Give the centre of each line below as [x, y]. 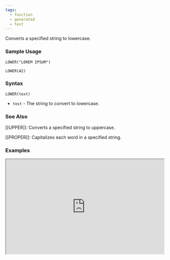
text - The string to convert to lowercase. [56, 103]
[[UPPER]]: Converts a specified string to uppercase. [60, 127]
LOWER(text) [18, 94]
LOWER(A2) [16, 71]
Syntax [14, 83]
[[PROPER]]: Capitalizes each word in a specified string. [63, 138]
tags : [11, 10]
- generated [23, 19]
